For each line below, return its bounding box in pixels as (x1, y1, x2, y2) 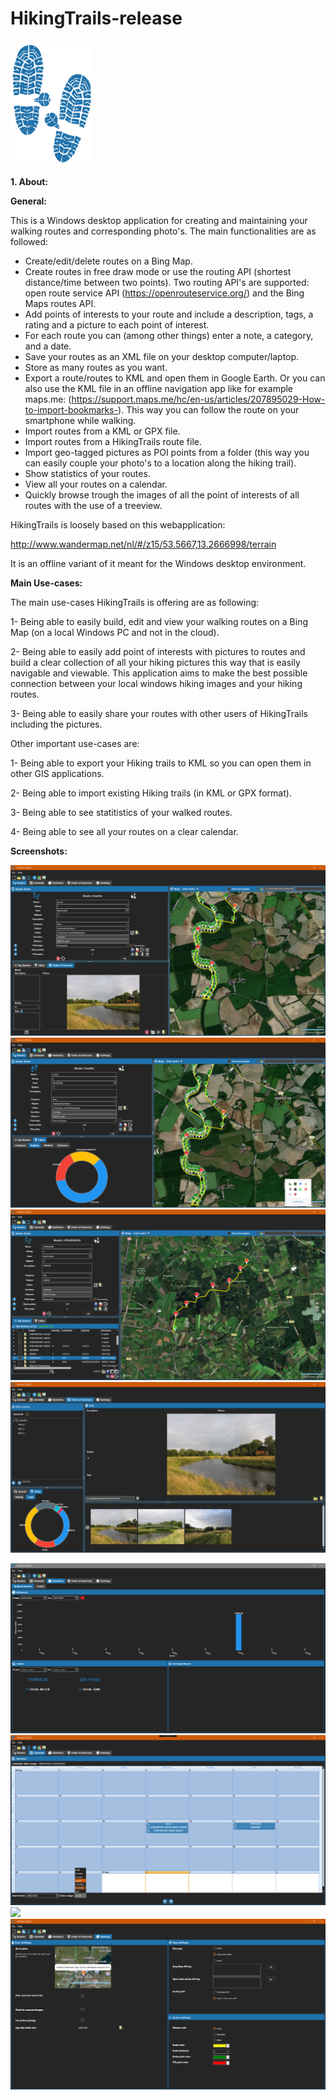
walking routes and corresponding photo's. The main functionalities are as (10, 225, 317, 237)
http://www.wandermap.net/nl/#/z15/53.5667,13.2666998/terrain (10, 538, 277, 550)
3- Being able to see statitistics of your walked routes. (10, 806, 233, 818)
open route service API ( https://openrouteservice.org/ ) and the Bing (24, 287, 305, 299)
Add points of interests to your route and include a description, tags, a (24, 308, 314, 320)
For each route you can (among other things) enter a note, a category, (24, 329, 314, 341)
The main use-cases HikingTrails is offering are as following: (10, 596, 260, 608)
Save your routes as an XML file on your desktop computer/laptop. (24, 350, 300, 362)
